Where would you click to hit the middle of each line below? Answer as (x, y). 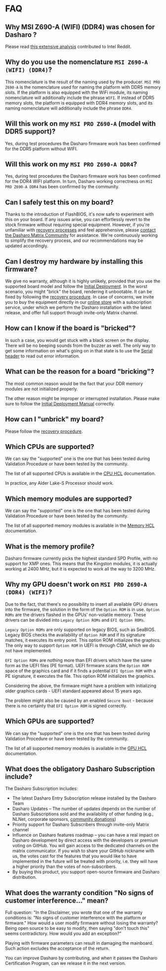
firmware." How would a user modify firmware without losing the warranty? (82, 923)
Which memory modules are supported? (69, 499)
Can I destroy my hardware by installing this (74, 261)
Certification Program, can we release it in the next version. (65, 963)
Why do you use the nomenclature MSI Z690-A (77, 62)
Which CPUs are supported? (50, 447)
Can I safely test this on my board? (60, 202)
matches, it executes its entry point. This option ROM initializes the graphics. (83, 640)
